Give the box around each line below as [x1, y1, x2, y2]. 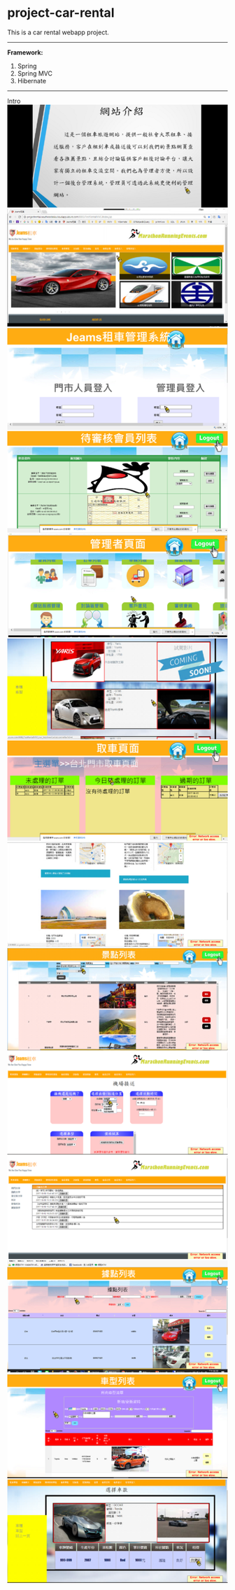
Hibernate [17, 76, 47, 85]
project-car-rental [7, 5, 115, 21]
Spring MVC [17, 69, 53, 78]
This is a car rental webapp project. [7, 28, 110, 36]
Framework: [7, 48, 43, 57]
